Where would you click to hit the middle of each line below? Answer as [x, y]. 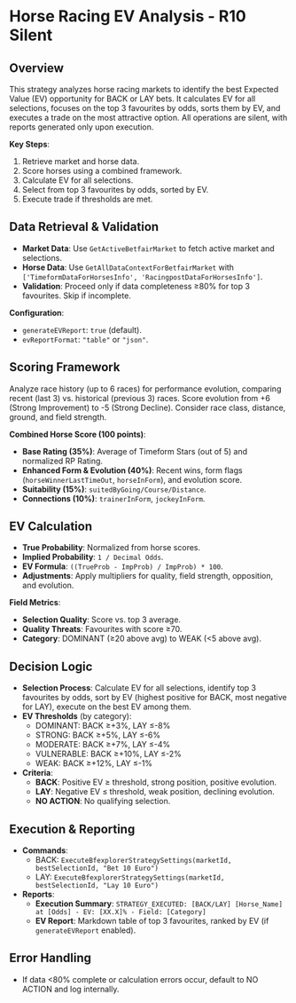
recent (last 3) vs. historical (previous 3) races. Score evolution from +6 [140, 398]
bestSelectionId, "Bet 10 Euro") [97, 869]
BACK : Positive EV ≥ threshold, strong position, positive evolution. [156, 782]
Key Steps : [30, 144]
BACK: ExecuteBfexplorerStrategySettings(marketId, [133, 860]
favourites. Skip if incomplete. [76, 296]
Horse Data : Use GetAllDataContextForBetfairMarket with [128, 267]
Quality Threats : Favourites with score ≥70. [102, 629]
